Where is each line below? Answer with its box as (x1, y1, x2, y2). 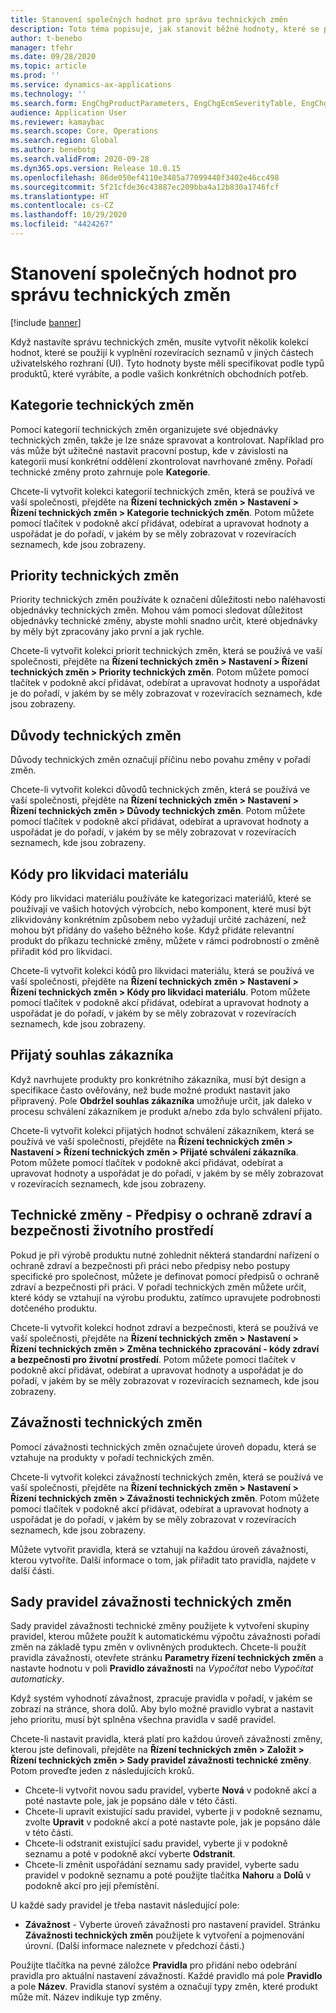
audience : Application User (10, 107, 128, 118)
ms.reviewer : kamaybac (10, 117, 105, 127)
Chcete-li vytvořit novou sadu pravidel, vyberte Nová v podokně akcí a (24, 1784, 317, 1796)
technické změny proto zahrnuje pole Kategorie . (10, 466, 211, 478)
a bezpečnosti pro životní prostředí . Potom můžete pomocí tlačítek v (10, 1353, 297, 1365)
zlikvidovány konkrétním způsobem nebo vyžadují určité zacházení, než (10, 914, 307, 926)
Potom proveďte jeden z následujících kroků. (10, 1765, 195, 1777)
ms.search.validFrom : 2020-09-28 (10, 154, 150, 164)
